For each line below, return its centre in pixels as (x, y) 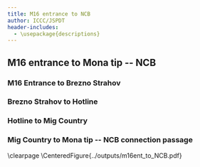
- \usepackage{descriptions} (57, 34)
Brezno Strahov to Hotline (53, 102)
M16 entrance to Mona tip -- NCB (82, 62)
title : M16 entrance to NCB (49, 14)
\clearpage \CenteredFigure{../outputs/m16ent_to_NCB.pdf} (95, 155)
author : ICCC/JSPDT (36, 21)
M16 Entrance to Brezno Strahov (64, 82)
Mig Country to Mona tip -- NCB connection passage (100, 140)
